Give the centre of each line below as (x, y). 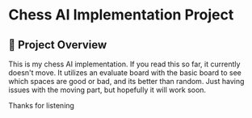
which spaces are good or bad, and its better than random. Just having (126, 81)
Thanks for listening (42, 105)
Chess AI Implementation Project (121, 15)
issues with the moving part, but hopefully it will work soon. (107, 90)
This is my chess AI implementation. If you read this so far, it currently (124, 64)
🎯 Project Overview (58, 45)
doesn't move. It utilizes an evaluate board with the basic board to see (125, 73)
